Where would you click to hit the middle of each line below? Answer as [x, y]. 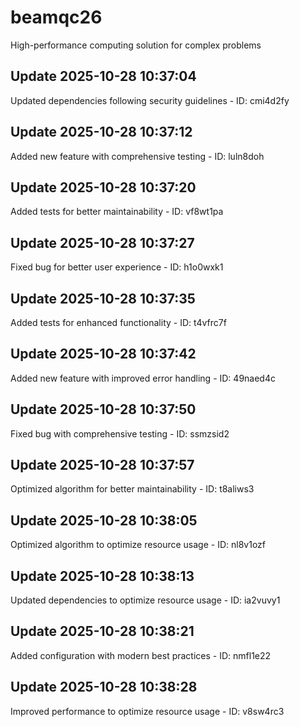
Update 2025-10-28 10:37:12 [101, 132]
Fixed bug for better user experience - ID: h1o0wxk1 [117, 267]
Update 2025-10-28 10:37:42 [103, 354]
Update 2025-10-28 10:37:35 [103, 298]
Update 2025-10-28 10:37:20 [103, 187]
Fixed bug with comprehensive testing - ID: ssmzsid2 [120, 433]
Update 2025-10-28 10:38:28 [104, 687]
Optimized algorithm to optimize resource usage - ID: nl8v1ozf [138, 545]
